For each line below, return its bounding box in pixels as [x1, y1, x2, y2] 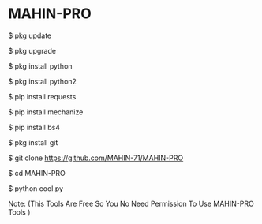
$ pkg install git [8, 137, 58, 147]
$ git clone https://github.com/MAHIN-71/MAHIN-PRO [8, 153, 184, 162]
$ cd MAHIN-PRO [8, 168, 65, 177]
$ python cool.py [8, 183, 64, 193]
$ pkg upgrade [8, 46, 57, 55]
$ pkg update [8, 31, 52, 40]
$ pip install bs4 [8, 122, 61, 132]
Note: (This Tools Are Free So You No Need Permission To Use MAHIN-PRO [8, 199, 254, 208]
